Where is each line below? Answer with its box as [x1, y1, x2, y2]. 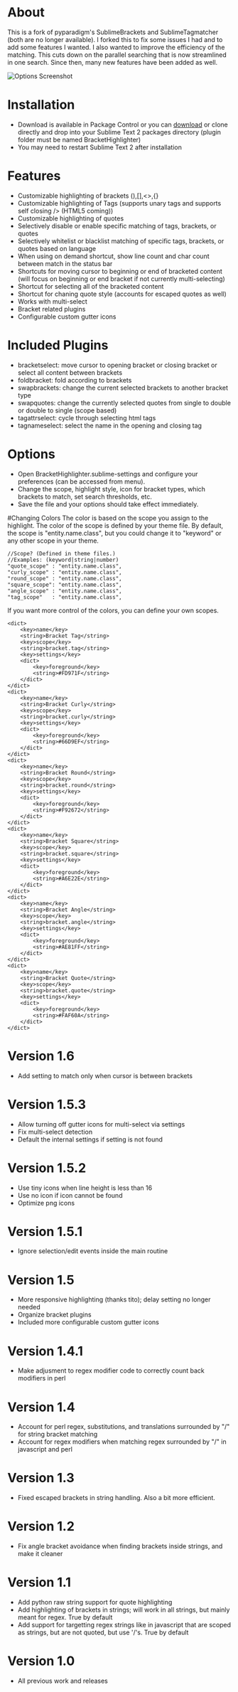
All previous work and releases [17, 1676, 108, 1685]
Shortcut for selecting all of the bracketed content [17, 282, 164, 290]
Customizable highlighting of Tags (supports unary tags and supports [17, 198, 222, 207]
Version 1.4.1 [7, 1343, 84, 1359]
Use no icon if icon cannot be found [17, 1191, 123, 1199]
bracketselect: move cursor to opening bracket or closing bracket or [17, 361, 218, 369]
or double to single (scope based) [17, 406, 117, 415]
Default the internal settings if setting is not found [17, 1135, 163, 1144]
